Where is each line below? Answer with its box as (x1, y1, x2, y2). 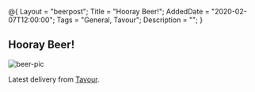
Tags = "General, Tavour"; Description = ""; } (56, 15, 204, 25)
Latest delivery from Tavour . (8, 75, 101, 84)
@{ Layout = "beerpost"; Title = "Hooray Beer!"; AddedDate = (8, 7, 210, 16)
